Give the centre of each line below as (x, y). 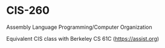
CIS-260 (28, 10)
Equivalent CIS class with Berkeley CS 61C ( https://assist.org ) (83, 38)
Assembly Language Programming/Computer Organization (79, 27)
